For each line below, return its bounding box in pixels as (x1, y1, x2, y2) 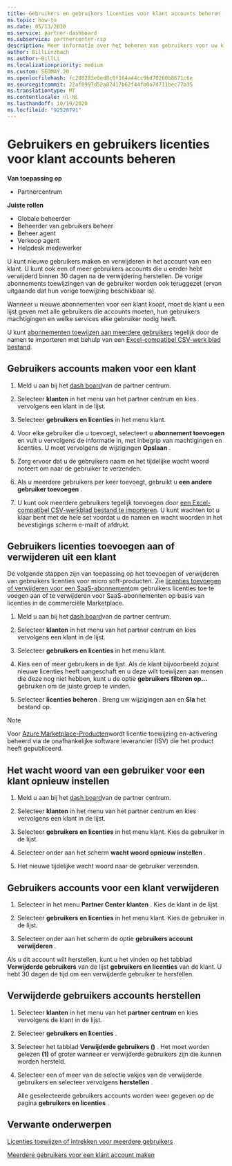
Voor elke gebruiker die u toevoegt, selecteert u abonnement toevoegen (17, 428, 225, 437)
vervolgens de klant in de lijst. (17, 1015, 102, 1024)
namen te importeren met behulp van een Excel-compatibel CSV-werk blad (7, 335, 221, 343)
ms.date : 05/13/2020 (7, 23, 67, 30)
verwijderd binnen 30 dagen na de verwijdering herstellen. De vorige (7, 271, 203, 280)
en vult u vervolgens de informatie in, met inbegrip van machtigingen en (17, 436, 222, 444)
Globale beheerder (17, 214, 71, 222)
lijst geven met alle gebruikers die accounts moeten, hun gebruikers (7, 307, 200, 316)
